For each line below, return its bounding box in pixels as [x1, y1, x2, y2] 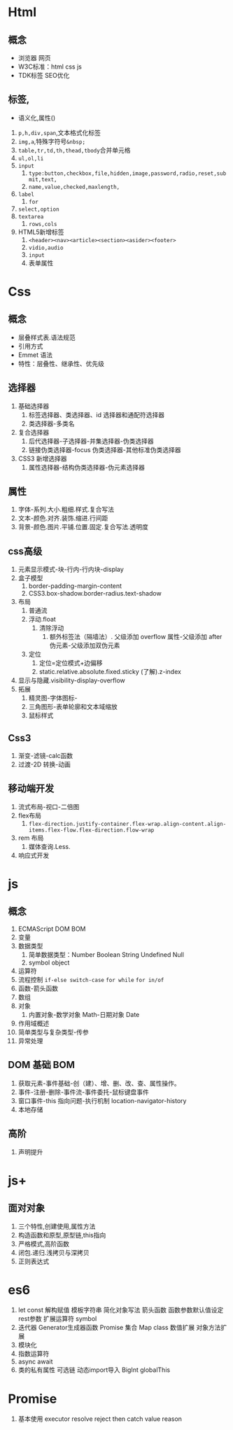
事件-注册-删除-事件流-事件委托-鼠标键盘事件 [17, 1088, 149, 1096]
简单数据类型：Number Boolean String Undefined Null [28, 950, 185, 959]
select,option [17, 206, 59, 213]
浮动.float [28, 615, 57, 624]
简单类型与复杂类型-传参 [17, 1028, 90, 1036]
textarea [17, 213, 44, 220]
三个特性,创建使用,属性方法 [17, 1222, 96, 1231]
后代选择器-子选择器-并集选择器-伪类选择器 [28, 437, 154, 445]
